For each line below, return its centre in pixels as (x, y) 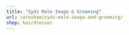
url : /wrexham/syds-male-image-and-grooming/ (64, 17)
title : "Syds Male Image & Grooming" (54, 12)
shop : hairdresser (29, 23)
